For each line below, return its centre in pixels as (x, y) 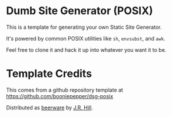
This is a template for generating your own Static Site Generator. (84, 27)
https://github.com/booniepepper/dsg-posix (60, 96)
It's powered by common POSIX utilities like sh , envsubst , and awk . (86, 38)
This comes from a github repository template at (65, 90)
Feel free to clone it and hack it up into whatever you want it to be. (86, 50)
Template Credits (49, 74)
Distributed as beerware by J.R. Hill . (49, 108)
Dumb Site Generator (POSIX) (80, 11)
